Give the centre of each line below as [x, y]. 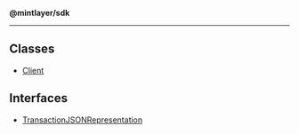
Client [33, 70]
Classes [32, 49]
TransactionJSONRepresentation [82, 120]
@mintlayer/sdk [40, 13]
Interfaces [39, 98]
